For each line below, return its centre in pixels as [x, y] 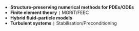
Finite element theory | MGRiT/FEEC [49, 12]
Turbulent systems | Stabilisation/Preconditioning [63, 23]
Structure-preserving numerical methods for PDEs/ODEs [72, 7]
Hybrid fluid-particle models [41, 18]
